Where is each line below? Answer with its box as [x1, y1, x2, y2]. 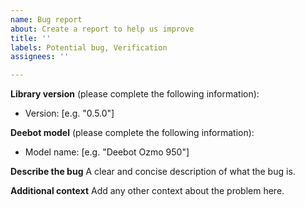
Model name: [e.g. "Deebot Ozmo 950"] [24, 146, 190, 158]
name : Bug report [10, 14, 83, 25]
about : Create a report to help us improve [10, 24, 195, 34]
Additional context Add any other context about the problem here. [10, 185, 285, 197]
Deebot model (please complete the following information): [10, 127, 255, 139]
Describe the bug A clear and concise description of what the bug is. [10, 166, 296, 178]
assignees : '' [10, 52, 70, 62]
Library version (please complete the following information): [10, 88, 260, 100]
